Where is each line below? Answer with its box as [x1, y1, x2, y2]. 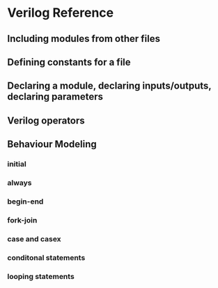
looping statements [7, 271, 75, 281]
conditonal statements [7, 252, 86, 262]
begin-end [7, 197, 44, 206]
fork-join [7, 215, 38, 225]
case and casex [7, 234, 61, 243]
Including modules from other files [7, 33, 160, 45]
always [7, 178, 33, 188]
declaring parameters [7, 91, 103, 103]
